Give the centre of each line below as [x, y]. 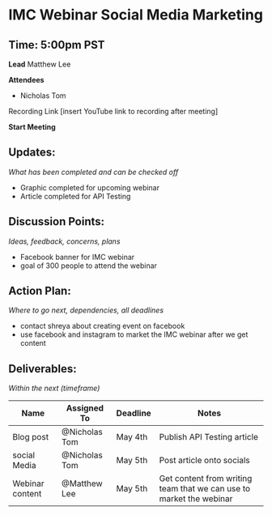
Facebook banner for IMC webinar [77, 257]
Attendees [26, 80]
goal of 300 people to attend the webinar [89, 266]
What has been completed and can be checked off [93, 172]
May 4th [132, 437]
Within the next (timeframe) [54, 388]
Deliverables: [42, 369]
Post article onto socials [204, 461]
